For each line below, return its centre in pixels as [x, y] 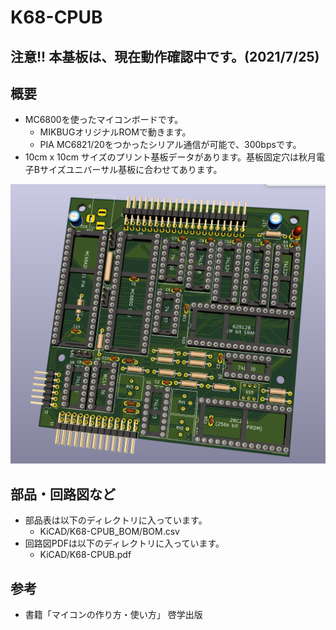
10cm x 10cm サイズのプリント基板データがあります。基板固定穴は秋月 [170, 157]
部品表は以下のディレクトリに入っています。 [116, 520]
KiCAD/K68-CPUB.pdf [85, 555]
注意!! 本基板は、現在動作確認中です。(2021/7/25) [165, 56]
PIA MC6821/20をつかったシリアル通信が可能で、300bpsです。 [170, 145]
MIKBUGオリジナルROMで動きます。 [115, 132]
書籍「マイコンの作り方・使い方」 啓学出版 [113, 614]
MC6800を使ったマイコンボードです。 [104, 120]
